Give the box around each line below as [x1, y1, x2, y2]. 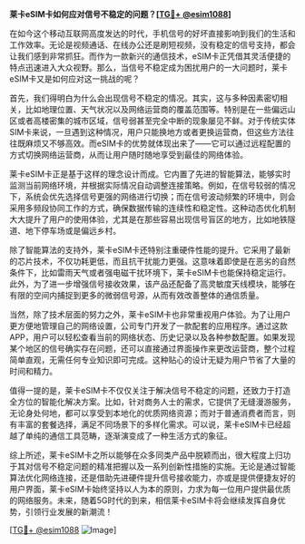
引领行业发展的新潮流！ [25, 507, 113, 517]
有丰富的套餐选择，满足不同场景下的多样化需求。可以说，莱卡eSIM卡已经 [9, 419, 283, 430]
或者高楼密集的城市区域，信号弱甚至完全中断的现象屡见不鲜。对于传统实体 [16, 115, 296, 126]
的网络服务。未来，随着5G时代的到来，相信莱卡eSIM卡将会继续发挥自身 [9, 495, 279, 506]
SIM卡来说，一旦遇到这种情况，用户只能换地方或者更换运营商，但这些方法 [9, 127, 287, 137]
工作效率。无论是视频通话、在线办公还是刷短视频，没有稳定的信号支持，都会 [9, 40, 296, 50]
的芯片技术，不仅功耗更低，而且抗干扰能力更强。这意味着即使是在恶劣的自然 [9, 256, 296, 267]
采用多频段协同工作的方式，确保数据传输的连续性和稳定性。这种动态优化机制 [9, 203, 296, 213]
